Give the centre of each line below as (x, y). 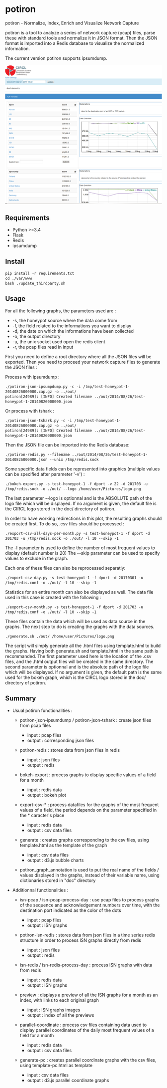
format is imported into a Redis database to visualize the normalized (75, 43)
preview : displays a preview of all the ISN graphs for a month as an (89, 995)
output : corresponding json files (61, 740)
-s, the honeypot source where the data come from (65, 320)
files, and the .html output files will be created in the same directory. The (79, 661)
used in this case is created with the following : (53, 597)
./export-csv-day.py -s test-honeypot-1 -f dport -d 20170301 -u (74, 578)
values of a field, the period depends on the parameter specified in (88, 810)
